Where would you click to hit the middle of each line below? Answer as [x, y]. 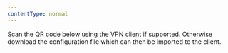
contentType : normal [38, 14]
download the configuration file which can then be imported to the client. [114, 41]
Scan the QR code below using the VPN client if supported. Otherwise [110, 34]
